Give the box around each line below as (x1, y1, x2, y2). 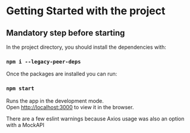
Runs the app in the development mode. (6, 97, 104, 104)
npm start (6, 85, 34, 92)
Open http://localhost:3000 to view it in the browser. (6, 103, 134, 110)
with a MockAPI (6, 121, 45, 128)
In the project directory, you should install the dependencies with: (6, 43, 166, 50)
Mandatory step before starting (6, 28, 125, 38)
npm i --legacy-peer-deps (6, 58, 81, 65)
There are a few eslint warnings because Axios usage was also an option (6, 115, 185, 122)
